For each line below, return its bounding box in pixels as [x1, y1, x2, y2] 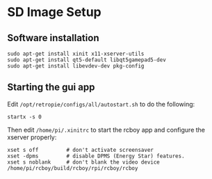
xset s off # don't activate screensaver [7, 146, 154, 153]
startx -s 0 [7, 113, 42, 120]
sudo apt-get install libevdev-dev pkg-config [7, 63, 145, 70]
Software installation [7, 32, 99, 44]
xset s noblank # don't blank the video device [7, 158, 160, 166]
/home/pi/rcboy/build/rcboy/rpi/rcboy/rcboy [7, 164, 138, 171]
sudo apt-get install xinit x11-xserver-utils [7, 50, 145, 57]
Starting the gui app [7, 81, 95, 93]
